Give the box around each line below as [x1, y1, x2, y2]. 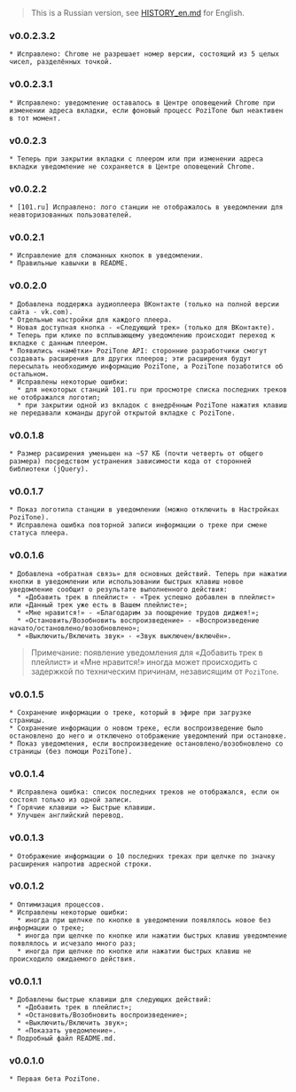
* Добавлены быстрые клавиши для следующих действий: [9, 995, 213, 1004]
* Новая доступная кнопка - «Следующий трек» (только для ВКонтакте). [9, 323, 276, 332]
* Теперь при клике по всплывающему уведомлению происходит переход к [9, 330, 276, 340]
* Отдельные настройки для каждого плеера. [9, 315, 173, 324]
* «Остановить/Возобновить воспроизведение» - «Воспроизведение [17, 616, 260, 625]
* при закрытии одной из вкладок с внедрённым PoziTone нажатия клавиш [17, 400, 288, 409]
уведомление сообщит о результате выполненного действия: [9, 585, 228, 594]
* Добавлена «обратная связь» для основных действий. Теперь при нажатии [9, 569, 288, 578]
